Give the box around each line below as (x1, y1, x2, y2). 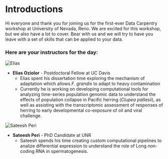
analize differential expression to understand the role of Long (20, 143, 147, 149)
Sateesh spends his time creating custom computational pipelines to (20, 137, 162, 144)
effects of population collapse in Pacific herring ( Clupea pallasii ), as (20, 97, 161, 103)
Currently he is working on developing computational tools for (20, 86, 148, 92)
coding (20, 148, 35, 154)
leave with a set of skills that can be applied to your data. (5, 36, 123, 42)
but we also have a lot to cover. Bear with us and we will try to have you (5, 31, 153, 37)
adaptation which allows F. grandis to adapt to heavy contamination (20, 81, 160, 87)
